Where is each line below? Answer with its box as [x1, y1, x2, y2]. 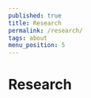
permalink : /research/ [8, 26, 83, 34]
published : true [8, 11, 62, 20]
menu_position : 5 [8, 41, 66, 49]
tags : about [8, 33, 47, 42]
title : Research [8, 19, 62, 27]
